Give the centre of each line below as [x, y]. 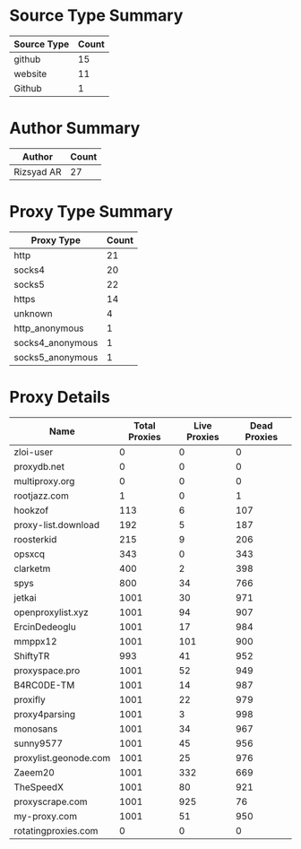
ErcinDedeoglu [45, 627]
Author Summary [75, 129]
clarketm [32, 568]
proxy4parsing [45, 714]
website [30, 74]
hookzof [31, 510]
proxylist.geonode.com [62, 758]
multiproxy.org [44, 481]
